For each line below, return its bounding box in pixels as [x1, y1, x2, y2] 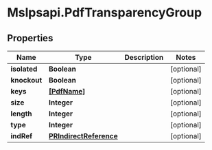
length [10, 109, 32, 118]
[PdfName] [49, 87, 86, 96]
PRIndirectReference [49, 131, 118, 140]
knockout [10, 76, 43, 85]
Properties [7, 32, 54, 44]
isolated [10, 64, 38, 74]
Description [124, 53, 164, 62]
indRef [10, 131, 33, 140]
